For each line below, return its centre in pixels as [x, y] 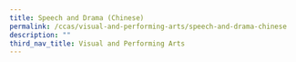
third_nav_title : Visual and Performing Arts [97, 43]
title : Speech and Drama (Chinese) [77, 18]
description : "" [40, 35]
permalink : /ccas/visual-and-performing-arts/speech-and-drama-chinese [148, 26]
